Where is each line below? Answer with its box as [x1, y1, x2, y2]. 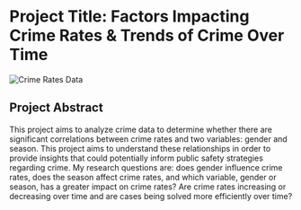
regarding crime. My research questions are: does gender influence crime [9, 162, 283, 172]
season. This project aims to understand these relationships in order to [9, 143, 271, 153]
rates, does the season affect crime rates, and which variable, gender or [9, 171, 277, 182]
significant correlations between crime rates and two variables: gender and [9, 133, 288, 144]
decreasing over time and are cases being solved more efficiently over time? [9, 190, 293, 201]
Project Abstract [9, 101, 103, 116]
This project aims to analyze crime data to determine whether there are [9, 124, 272, 135]
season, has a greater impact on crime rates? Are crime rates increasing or [9, 181, 287, 192]
